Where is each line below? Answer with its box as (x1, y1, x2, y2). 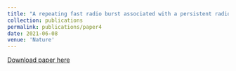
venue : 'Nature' (7, 37, 55, 44)
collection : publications (7, 17, 83, 24)
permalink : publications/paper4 (7, 23, 102, 30)
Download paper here (7, 56, 70, 64)
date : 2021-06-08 (7, 30, 58, 37)
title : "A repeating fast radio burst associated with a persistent (7, 10, 212, 18)
